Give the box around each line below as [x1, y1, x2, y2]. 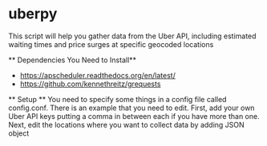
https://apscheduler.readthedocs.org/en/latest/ [19, 70, 176, 80]
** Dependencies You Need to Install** [8, 55, 137, 65]
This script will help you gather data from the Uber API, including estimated [8, 31, 257, 41]
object [8, 128, 30, 138]
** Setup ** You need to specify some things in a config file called [8, 94, 227, 104]
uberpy [8, 5, 58, 23]
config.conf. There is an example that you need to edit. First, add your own [8, 103, 255, 112]
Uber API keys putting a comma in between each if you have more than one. [8, 111, 260, 120]
